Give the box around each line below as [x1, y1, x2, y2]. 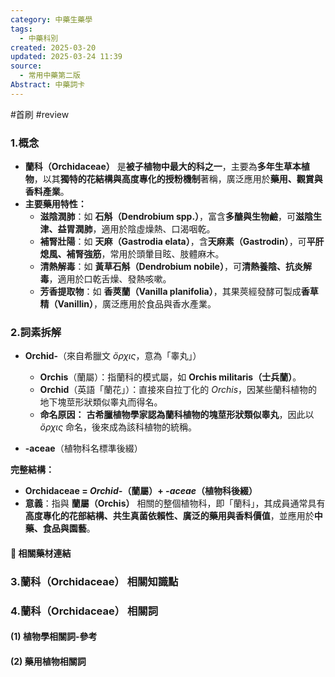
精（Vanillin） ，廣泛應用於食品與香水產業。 [39, 298, 217, 310]
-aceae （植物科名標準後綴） [24, 442, 143, 455]
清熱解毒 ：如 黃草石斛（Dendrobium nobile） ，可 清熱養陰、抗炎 [39, 261, 303, 273]
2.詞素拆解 [10, 325, 62, 339]
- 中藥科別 [19, 33, 59, 43]
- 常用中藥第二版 [19, 71, 81, 81]
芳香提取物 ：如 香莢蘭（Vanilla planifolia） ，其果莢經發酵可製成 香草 [39, 286, 319, 298]
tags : [10, 24, 33, 34]
